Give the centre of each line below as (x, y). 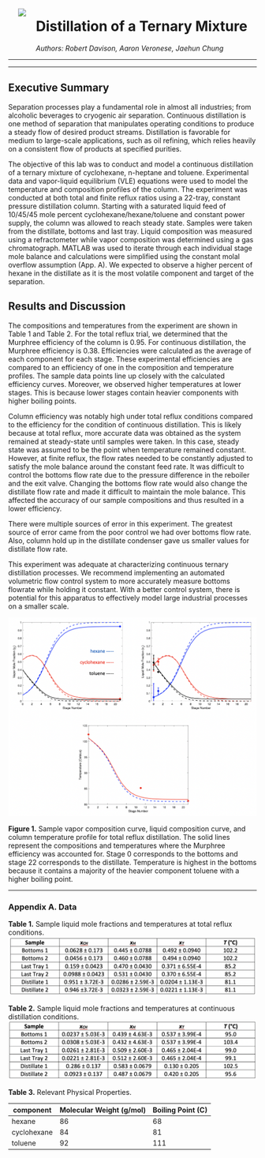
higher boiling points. (43, 401)
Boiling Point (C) (180, 1110)
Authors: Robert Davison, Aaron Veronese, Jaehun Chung (130, 48)
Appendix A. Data (43, 907)
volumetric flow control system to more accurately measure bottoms (119, 581)
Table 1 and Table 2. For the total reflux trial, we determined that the (118, 334)
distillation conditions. (44, 1017)
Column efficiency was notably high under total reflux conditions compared (131, 416)
